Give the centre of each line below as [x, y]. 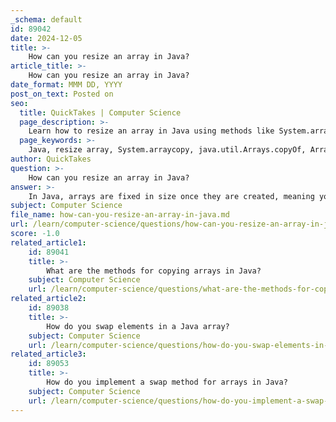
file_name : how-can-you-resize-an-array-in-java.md [120, 215]
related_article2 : [48, 299]
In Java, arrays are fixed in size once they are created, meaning [171, 196]
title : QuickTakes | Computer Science [100, 112]
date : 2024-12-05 [46, 38]
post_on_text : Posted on [62, 94]
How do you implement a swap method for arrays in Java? [167, 382]
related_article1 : [48, 242]
